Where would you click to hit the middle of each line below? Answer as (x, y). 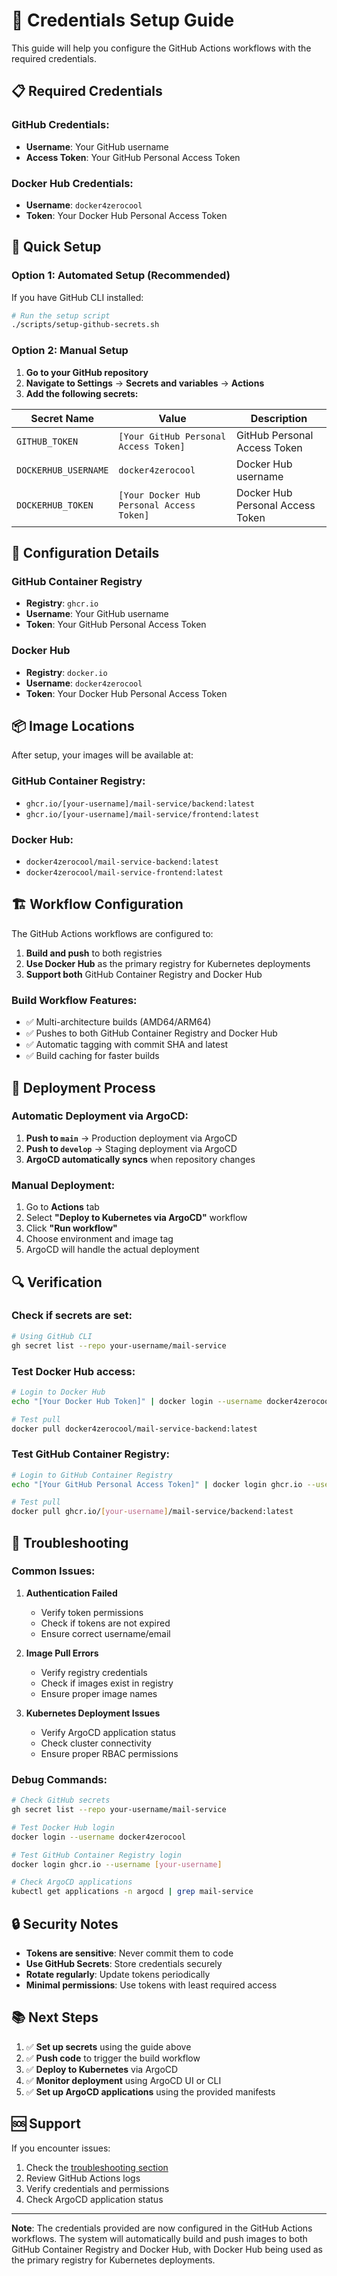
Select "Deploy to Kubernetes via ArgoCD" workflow (136, 1218)
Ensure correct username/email (105, 1633)
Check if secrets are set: (72, 1316)
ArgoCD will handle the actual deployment (112, 1250)
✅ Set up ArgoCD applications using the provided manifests (150, 2091)
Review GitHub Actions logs (83, 2178)
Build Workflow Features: (74, 1000)
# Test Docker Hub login (63, 1827)
